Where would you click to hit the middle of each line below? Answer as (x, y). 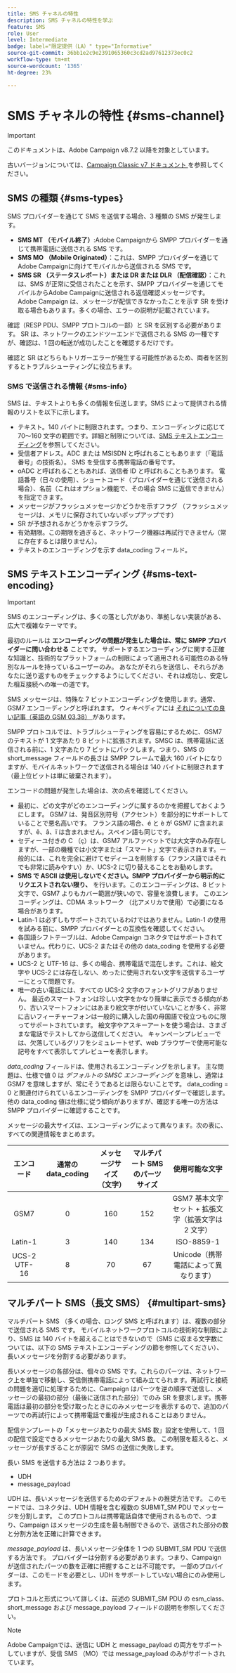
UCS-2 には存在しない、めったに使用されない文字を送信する (119, 972)
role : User (23, 33)
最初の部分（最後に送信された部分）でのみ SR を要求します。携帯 (132, 1398)
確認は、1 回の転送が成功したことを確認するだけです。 (98, 343)
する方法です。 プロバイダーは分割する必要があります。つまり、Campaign (114, 1558)
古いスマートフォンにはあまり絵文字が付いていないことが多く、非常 (128, 1008)
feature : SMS (26, 27)
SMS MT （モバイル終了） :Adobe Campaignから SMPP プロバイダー (116, 240)
